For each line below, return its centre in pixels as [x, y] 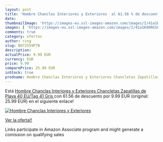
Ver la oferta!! [19, 120]
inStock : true [19, 73]
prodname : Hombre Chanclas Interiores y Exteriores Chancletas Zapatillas [82, 77]
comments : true [20, 32]
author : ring [18, 41]
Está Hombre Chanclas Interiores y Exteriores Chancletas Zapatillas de [76, 91]
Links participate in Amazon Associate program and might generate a [74, 129]
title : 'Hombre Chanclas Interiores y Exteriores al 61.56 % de [72, 14]
